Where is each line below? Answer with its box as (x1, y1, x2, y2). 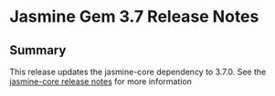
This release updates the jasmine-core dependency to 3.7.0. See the (9, 66, 267, 77)
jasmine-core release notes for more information (9, 76, 192, 87)
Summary (9, 43, 67, 58)
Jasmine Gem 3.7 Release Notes (9, 6, 259, 27)
